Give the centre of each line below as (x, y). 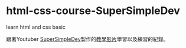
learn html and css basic (36, 27)
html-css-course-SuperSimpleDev (93, 11)
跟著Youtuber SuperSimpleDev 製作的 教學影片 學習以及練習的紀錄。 (87, 39)
